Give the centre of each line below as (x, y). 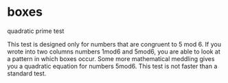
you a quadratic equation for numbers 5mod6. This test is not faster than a (112, 66)
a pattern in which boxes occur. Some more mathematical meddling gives (111, 58)
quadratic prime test (36, 31)
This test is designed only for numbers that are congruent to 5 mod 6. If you (114, 44)
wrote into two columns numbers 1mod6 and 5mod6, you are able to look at (114, 51)
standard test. (27, 73)
